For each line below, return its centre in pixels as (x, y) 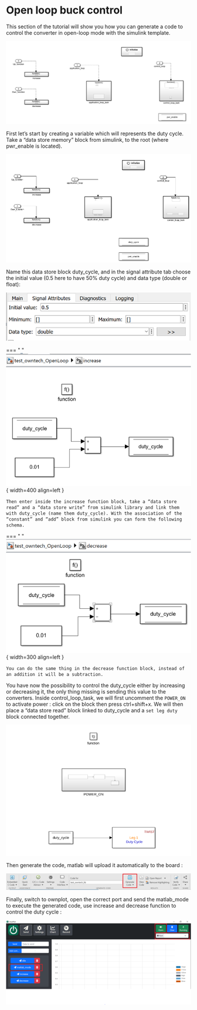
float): (13, 284)
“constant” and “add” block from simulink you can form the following (94, 519)
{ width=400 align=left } (35, 490)
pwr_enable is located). (34, 146)
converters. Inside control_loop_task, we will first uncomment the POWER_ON (96, 698)
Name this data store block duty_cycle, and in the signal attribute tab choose (98, 272)
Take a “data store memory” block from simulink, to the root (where (87, 139)
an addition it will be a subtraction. (55, 675)
